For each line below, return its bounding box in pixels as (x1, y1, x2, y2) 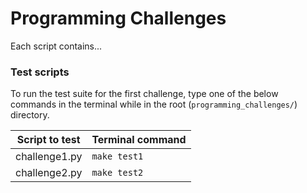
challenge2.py (15, 166, 83, 180)
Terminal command (91, 133, 187, 147)
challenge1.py (15, 150, 83, 164)
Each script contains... (10, 40, 103, 52)
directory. (10, 109, 50, 121)
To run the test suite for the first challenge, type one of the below (10, 88, 279, 100)
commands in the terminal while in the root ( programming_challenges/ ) (10, 98, 298, 111)
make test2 (91, 167, 144, 179)
